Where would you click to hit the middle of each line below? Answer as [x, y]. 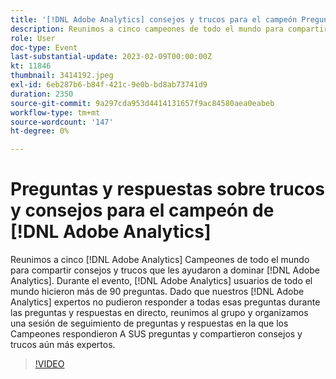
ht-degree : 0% [40, 131]
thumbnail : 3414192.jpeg [62, 76]
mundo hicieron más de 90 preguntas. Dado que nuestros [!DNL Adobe [157, 292]
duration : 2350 [42, 94]
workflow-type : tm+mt [55, 112]
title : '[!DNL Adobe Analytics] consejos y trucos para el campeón [154, 19]
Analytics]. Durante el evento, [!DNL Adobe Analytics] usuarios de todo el [161, 281]
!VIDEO [49, 364]
